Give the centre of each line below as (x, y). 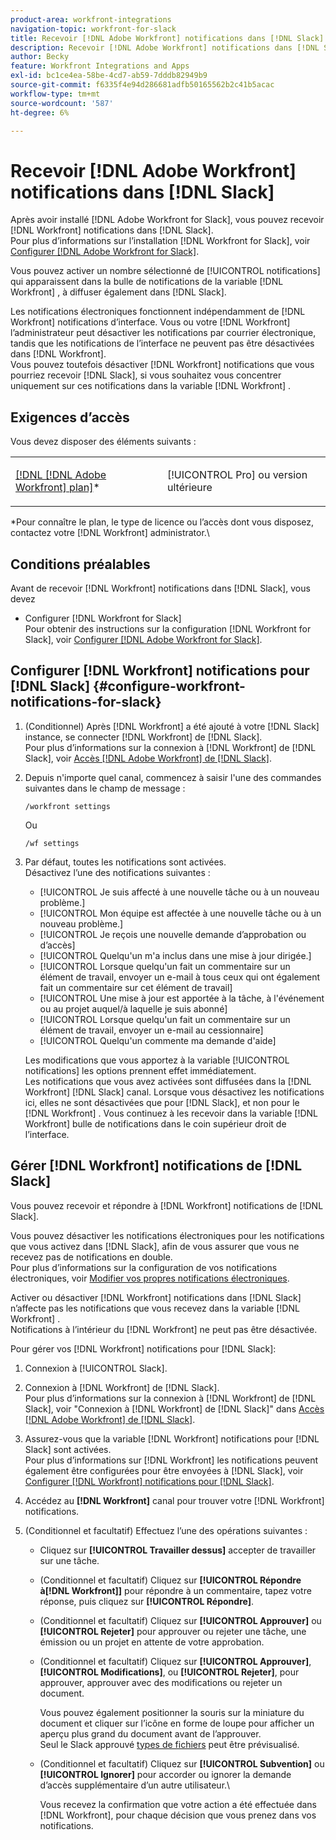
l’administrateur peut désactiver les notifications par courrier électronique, (163, 333)
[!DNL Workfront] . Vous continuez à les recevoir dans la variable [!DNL (171, 1113)
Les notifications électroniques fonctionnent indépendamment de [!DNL (158, 312)
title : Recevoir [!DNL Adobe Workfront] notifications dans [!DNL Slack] (167, 38)
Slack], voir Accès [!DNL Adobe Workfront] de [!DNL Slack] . (148, 758)
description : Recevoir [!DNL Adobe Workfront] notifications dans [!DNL (165, 47)
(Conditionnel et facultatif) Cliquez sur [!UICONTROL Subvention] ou (182, 1763)
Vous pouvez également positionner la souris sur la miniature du (172, 1712)
